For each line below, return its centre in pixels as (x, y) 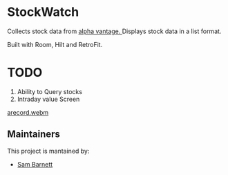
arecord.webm (28, 112)
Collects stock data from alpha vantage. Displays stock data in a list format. (114, 31)
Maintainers (34, 135)
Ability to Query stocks (50, 91)
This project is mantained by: (48, 151)
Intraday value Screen (48, 99)
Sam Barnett (35, 164)
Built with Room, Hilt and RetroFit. (55, 44)
